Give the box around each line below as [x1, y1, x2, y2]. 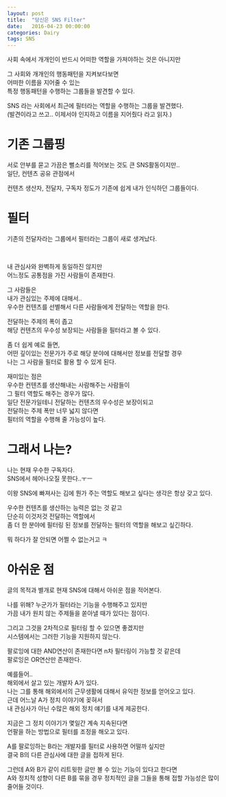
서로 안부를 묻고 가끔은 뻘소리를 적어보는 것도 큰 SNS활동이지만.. [7, 161, 180, 169]
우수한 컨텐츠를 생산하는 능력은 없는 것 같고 [7, 503, 123, 511]
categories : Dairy [7, 29, 60, 36]
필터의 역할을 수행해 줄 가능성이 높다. [7, 415, 106, 423]
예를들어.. [7, 670, 33, 678]
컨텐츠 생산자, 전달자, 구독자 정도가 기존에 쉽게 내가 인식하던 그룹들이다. [7, 184, 199, 192]
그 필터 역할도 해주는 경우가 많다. [7, 389, 95, 397]
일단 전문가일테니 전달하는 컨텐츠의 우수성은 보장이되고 [7, 398, 154, 406]
